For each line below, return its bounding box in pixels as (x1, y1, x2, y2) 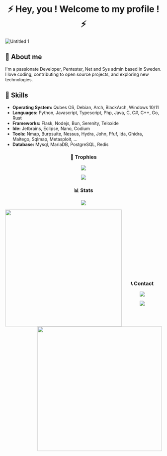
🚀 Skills (5, 91, 28, 100)
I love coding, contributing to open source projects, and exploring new (5, 71, 149, 77)
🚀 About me (5, 53, 42, 61)
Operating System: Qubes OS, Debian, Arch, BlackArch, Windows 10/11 (12, 104, 159, 110)
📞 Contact (131, 280, 154, 287)
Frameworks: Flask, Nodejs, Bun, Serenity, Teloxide (12, 120, 119, 126)
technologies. (5, 76, 33, 82)
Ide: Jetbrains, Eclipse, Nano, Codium (12, 125, 90, 132)
